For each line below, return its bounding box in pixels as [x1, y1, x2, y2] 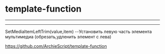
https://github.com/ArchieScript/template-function [5, 43, 107, 49]
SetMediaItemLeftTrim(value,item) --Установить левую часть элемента [5, 28, 152, 35]
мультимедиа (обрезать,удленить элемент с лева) [5, 34, 111, 39]
